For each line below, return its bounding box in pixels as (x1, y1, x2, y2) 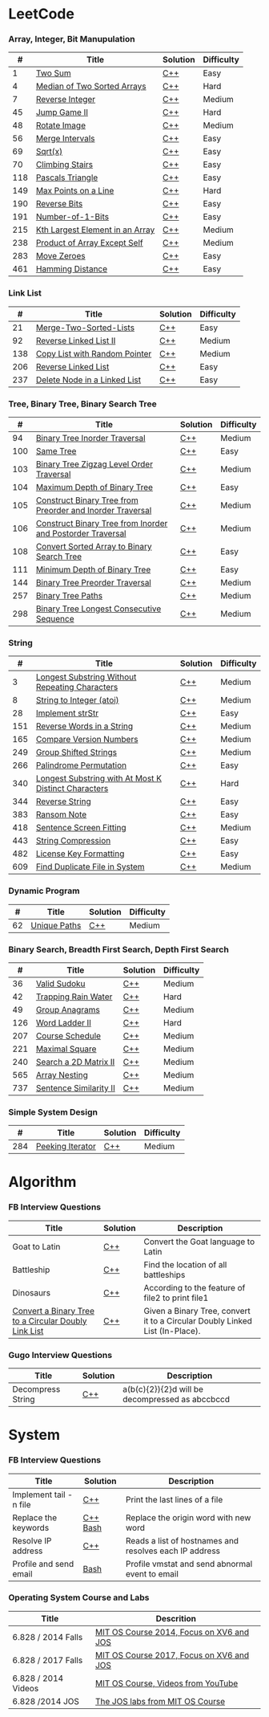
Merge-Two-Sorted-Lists (35, 322, 134, 333)
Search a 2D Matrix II (35, 1056, 115, 1067)
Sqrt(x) (35, 146, 62, 157)
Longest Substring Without (35, 671, 137, 683)
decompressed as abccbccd (122, 1394, 231, 1405)
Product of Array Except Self (35, 238, 143, 249)
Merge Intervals (35, 133, 95, 145)
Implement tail (12, 1489, 66, 1500)
